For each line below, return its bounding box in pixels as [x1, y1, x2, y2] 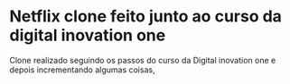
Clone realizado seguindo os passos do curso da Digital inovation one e [9, 55, 276, 65]
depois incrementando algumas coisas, [9, 64, 155, 75]
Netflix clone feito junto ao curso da [9, 6, 283, 27]
